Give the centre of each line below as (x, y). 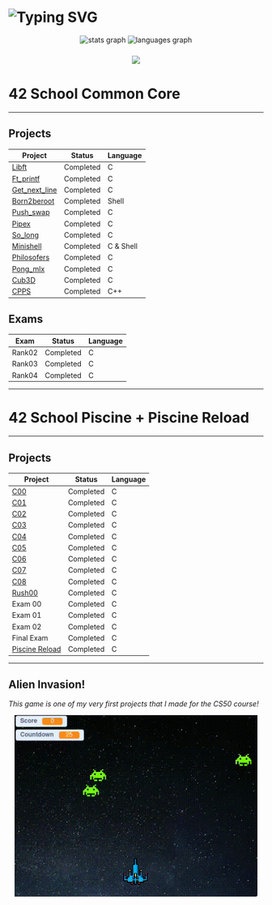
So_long (25, 234)
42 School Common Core (94, 94)
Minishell (27, 247)
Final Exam (30, 637)
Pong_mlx (28, 268)
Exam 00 (27, 604)
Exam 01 (27, 615)
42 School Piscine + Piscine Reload (129, 418)
